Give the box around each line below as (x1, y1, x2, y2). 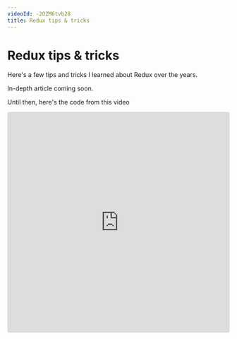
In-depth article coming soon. (7, 84, 94, 93)
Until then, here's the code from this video (7, 98, 130, 107)
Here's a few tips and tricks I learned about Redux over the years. (7, 71, 198, 79)
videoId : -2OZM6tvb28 (7, 10, 71, 18)
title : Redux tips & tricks (7, 17, 90, 24)
